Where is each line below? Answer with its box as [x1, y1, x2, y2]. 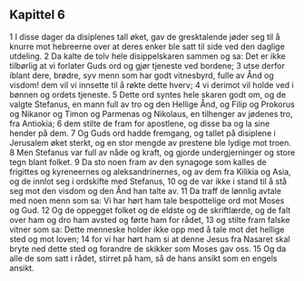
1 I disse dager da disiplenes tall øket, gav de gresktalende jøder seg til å [9, 31, 280, 42]
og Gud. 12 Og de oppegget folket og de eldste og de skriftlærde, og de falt [9, 204, 291, 216]
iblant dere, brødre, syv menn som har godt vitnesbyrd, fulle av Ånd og [9, 70, 274, 81]
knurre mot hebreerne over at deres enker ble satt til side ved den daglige [9, 41, 286, 52]
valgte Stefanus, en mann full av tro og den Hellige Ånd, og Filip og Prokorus [9, 99, 295, 110]
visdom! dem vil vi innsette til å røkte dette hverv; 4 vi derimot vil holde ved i [9, 79, 294, 90]
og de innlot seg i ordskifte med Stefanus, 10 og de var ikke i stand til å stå [9, 176, 288, 187]
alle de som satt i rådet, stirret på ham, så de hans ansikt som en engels [9, 253, 278, 264]
